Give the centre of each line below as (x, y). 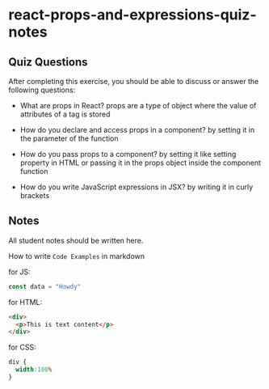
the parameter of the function (69, 138)
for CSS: (22, 347)
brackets (35, 195)
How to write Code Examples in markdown (77, 256)
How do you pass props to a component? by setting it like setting (128, 154)
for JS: (19, 272)
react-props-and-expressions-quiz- (132, 15)
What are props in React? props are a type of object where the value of (138, 106)
